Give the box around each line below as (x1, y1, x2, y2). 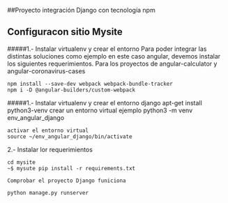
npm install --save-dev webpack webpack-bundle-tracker (7, 80, 173, 87)
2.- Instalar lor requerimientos (7, 145, 93, 153)
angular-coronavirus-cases (7, 66, 86, 75)
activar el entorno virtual (7, 127, 89, 134)
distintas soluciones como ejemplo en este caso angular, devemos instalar (7, 52, 221, 60)
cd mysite (7, 158, 36, 166)
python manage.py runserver (7, 189, 89, 196)
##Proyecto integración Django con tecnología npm (7, 6, 155, 14)
